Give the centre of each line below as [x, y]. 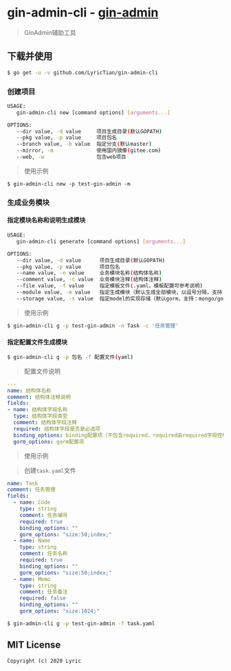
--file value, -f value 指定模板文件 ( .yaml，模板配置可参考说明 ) [110, 286]
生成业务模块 [29, 202]
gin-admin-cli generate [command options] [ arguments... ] [101, 241]
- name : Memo [32, 579]
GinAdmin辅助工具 [50, 32]
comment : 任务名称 [44, 554]
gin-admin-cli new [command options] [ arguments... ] [93, 112]
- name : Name [32, 541]
